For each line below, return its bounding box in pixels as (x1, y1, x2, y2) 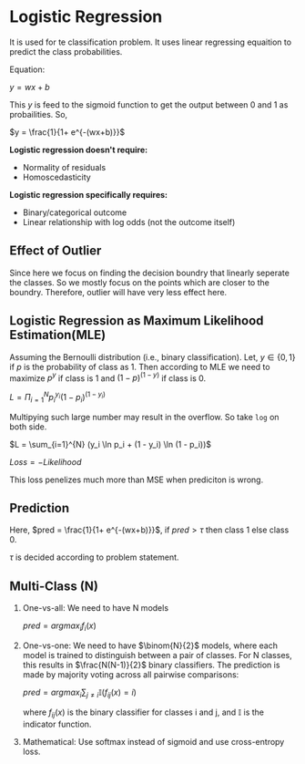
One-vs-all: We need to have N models (22, 603, 169, 614)
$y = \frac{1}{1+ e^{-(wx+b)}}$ (9, 126, 126, 138)
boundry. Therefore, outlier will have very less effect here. (9, 286, 228, 297)
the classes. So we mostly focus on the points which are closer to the (9, 276, 270, 288)
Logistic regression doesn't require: (9, 144, 148, 155)
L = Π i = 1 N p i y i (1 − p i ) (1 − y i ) (9, 390, 107, 405)
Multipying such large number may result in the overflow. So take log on (9, 411, 280, 422)
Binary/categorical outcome (22, 207, 127, 218)
